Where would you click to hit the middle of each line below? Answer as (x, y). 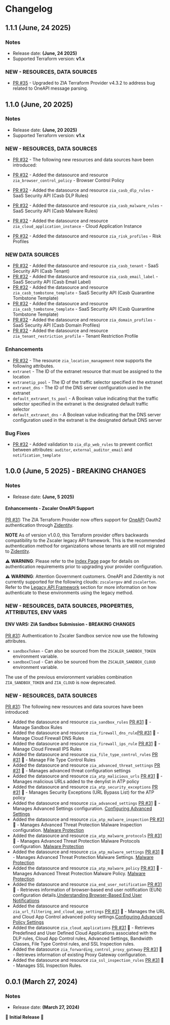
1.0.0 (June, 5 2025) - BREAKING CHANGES (76, 471)
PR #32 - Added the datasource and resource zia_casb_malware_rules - (88, 206)
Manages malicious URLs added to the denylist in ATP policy (76, 781)
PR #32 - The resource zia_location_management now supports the (82, 360)
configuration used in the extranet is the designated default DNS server (87, 420)
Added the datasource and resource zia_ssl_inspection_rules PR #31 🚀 (88, 960)
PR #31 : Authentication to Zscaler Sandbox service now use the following (82, 636)
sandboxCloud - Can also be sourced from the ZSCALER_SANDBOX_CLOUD (84, 662)
